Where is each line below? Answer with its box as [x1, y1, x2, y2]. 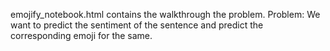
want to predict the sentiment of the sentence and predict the [10, 19, 264, 31]
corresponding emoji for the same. [10, 30, 153, 41]
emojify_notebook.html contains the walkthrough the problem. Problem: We [10, 9, 321, 20]
